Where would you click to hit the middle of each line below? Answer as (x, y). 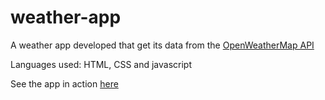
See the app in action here (64, 83)
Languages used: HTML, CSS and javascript (101, 64)
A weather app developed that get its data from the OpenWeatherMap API (162, 45)
